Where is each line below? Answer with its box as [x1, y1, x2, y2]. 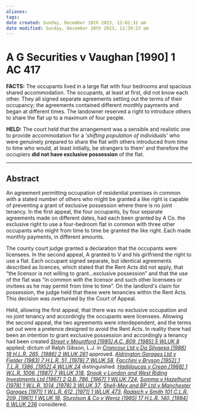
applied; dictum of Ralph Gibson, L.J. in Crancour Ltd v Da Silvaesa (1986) [6, 344, 187, 351]
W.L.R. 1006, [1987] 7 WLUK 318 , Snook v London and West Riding [6, 369, 168, 376]
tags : [6, 14, 19, 20]
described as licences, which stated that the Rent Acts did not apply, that [6, 264, 184, 270]
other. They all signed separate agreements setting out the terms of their [6, 95, 183, 102]
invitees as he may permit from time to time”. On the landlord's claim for [6, 282, 180, 289]
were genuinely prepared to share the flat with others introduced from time [6, 138, 188, 146]
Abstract [6, 173, 39, 183]
